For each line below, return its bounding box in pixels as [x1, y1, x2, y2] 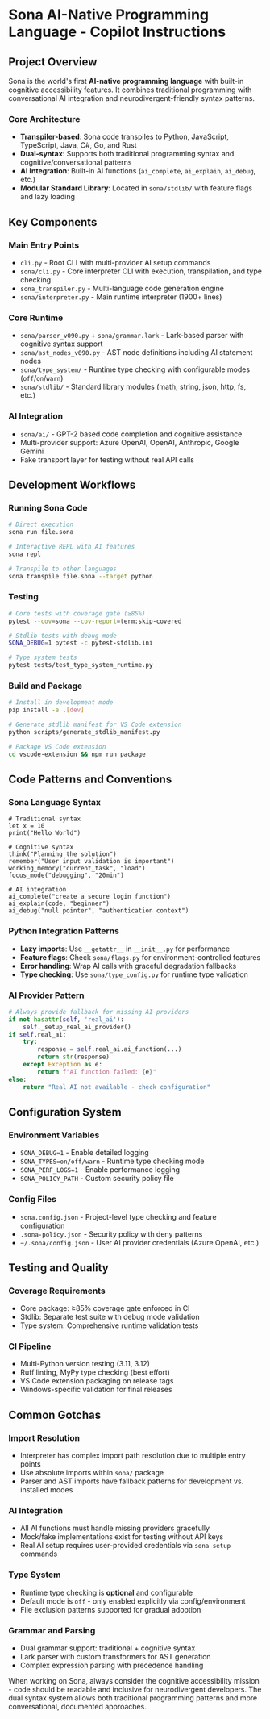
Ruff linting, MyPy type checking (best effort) [19, 1367, 171, 1377]
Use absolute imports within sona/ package [19, 1468, 164, 1478]
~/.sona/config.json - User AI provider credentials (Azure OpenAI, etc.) [19, 1237, 260, 1247]
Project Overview [8, 55, 98, 69]
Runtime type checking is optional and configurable [19, 1588, 193, 1597]
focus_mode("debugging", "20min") [8, 871, 125, 880]
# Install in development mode [8, 699, 114, 707]
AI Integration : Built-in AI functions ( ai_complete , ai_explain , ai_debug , [19, 166, 256, 176]
